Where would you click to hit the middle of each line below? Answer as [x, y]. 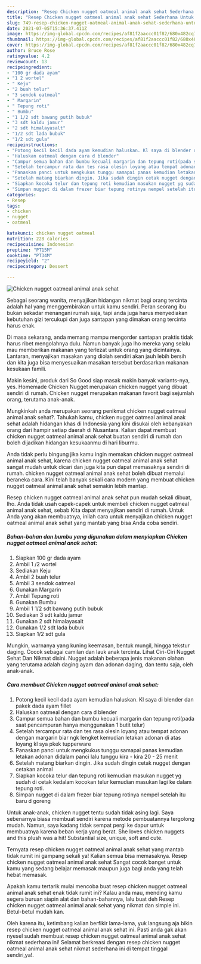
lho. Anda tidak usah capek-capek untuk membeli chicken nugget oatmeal [98, 504]
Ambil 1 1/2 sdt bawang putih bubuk [59, 608]
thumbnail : [20, 39]
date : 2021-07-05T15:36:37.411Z [47, 28]
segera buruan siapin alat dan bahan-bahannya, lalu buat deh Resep [91, 899]
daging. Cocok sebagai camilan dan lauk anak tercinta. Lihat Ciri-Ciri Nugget [101, 651]
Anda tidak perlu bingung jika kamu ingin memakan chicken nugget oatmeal [100, 454]
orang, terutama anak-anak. [41, 399]
